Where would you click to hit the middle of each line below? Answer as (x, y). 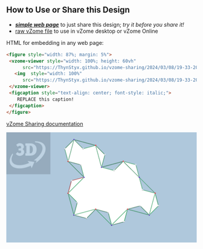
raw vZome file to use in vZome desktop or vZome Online (86, 31)
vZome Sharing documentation (45, 124)
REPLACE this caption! (46, 99)
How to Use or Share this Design (68, 10)
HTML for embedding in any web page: (55, 42)
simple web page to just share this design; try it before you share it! (99, 24)
